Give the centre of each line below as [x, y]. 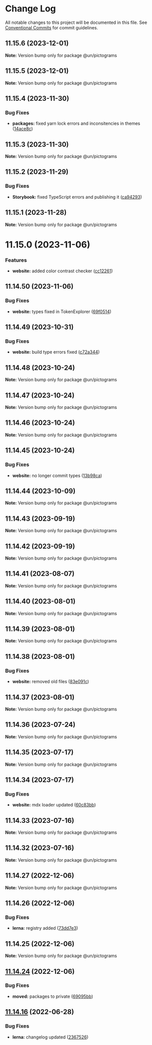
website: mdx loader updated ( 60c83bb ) [54, 805]
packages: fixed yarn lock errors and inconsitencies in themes [76, 123]
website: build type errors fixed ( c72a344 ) [56, 352]
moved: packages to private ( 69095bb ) [52, 996]
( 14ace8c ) [23, 129]
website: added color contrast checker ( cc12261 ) [62, 271]
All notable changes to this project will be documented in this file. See [76, 22]
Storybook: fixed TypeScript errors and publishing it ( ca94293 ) [77, 197]
